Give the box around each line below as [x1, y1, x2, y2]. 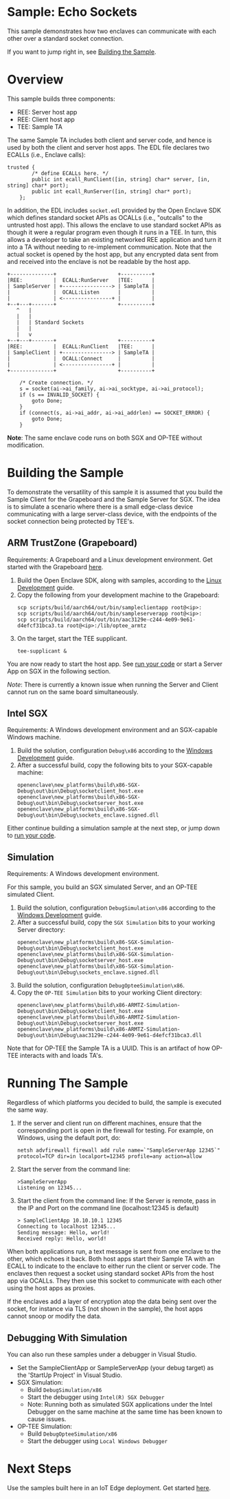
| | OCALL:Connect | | [7, 355, 155, 362]
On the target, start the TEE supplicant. [16, 634, 128, 642]
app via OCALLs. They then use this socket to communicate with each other [7, 1276, 222, 1285]
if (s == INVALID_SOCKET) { [19, 391, 100, 398]
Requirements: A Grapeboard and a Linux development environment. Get [7, 555, 213, 564]
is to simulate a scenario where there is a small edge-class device [7, 502, 194, 511]
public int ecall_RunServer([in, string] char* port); [32, 187, 192, 195]
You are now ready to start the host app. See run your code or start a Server [7, 660, 223, 668]
